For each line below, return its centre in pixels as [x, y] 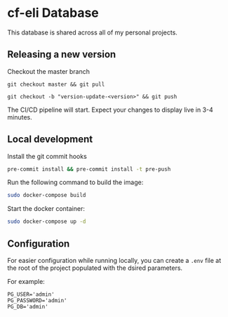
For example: [26, 282]
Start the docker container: [46, 209]
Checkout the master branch [48, 71]
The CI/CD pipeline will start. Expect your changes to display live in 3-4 [110, 110]
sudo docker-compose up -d [47, 222]
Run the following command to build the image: [75, 182]
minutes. [20, 117]
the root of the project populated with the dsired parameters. [95, 268]
